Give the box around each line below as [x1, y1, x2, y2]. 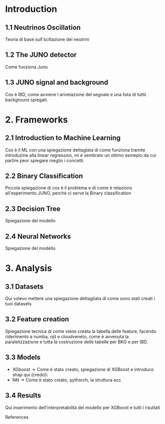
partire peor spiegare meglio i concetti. [5, 157, 85, 163]
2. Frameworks [5, 114, 68, 125]
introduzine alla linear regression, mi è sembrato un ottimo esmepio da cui [5, 152, 156, 158]
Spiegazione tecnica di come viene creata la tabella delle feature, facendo [5, 328, 157, 334]
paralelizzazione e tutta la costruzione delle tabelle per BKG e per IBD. [5, 339, 148, 345]
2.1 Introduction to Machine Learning [5, 134, 121, 142]
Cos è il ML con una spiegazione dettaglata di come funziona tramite [5, 147, 146, 153]
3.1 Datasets [5, 282, 44, 291]
